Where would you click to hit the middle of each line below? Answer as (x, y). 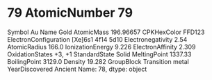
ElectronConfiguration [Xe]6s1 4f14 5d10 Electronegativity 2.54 (97, 39)
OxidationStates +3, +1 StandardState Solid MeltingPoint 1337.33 (99, 54)
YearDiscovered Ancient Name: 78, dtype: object (77, 69)
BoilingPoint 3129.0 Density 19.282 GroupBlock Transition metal (98, 61)
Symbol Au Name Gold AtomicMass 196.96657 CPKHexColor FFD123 (106, 32)
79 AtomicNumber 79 (70, 13)
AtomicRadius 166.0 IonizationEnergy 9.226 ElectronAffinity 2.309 (101, 47)
